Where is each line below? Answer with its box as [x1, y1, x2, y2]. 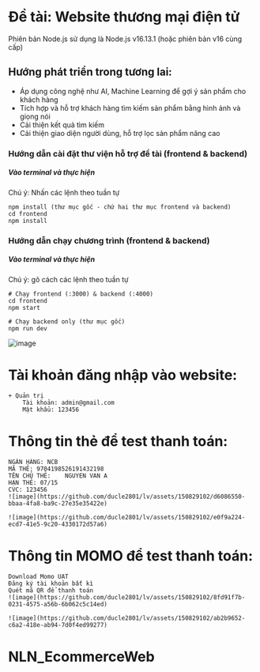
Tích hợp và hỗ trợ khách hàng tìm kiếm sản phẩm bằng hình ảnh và [19, 103, 241, 112]
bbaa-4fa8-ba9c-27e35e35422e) [8, 500, 108, 508]
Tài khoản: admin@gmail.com [22, 399, 115, 407]
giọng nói [19, 111, 51, 121]
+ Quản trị [8, 392, 44, 400]
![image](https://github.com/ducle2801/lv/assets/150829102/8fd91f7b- [8, 594, 246, 602]
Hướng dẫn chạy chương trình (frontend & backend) [8, 235, 211, 246]
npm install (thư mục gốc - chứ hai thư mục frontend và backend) [8, 202, 232, 211]
